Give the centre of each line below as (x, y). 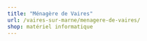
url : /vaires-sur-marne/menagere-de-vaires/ (74, 20)
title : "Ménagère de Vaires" (50, 14)
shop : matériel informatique (50, 26)
